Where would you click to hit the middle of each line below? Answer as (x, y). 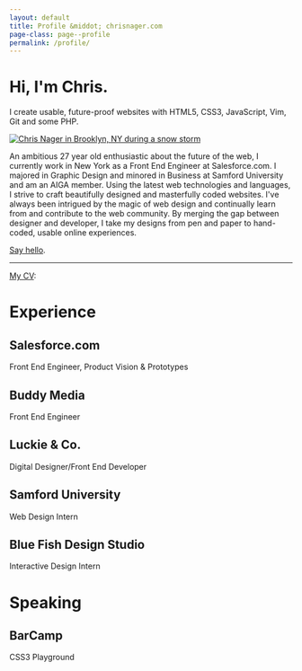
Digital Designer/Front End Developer (78, 466)
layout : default (40, 18)
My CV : (23, 276)
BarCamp (36, 636)
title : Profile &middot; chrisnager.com (86, 26)
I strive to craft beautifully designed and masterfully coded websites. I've (144, 195)
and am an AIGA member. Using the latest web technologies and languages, (150, 185)
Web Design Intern (44, 516)
